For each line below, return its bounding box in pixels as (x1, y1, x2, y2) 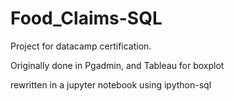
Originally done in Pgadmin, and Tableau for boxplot (10, 59, 225, 71)
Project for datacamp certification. (10, 40, 152, 52)
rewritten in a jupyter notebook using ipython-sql (10, 78, 212, 91)
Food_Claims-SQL (10, 7, 163, 30)
